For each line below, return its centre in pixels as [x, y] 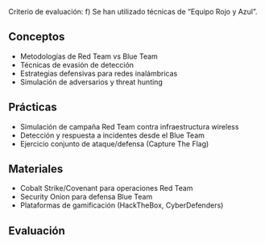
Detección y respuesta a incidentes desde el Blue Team [112, 135]
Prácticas [33, 107]
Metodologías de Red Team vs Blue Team [89, 56]
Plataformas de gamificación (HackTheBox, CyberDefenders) [122, 205]
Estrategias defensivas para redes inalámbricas [99, 73]
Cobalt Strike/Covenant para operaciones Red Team [106, 188]
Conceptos [37, 37]
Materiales [36, 169]
